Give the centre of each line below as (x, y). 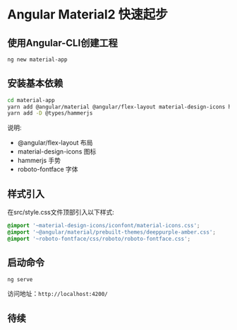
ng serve (20, 279)
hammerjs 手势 (39, 161)
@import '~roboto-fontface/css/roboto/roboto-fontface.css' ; (99, 239)
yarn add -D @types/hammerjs (50, 113)
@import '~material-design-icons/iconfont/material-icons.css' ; (104, 226)
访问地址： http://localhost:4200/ (57, 294)
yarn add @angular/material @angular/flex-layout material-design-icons (116, 107)
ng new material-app (38, 59)
